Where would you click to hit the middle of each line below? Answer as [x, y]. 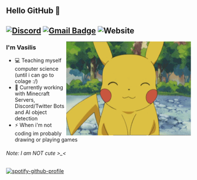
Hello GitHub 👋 [33, 11]
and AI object [30, 112]
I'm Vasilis [21, 47]
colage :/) [26, 81]
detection [26, 119]
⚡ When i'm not [33, 125]
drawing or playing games [46, 140]
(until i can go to [34, 75]
